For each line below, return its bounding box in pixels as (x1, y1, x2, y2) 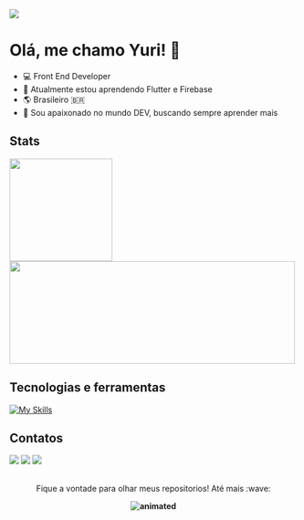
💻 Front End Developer (22, 70, 111, 81)
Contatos (9, 430, 64, 446)
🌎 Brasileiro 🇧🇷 (22, 94, 86, 105)
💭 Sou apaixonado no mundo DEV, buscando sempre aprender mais (22, 107, 278, 118)
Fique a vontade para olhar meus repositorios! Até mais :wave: (36, 484, 271, 494)
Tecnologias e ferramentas (9, 380, 166, 396)
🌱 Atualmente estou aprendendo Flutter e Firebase (22, 83, 213, 95)
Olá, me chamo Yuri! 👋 (9, 40, 181, 61)
